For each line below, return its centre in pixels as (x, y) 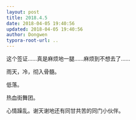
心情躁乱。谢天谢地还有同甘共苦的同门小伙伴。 (65, 111)
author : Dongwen (27, 35)
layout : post (23, 12)
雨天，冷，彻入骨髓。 (33, 72)
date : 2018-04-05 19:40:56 (41, 23)
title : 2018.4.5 (27, 18)
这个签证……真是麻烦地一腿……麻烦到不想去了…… (68, 58)
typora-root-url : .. (33, 40)
